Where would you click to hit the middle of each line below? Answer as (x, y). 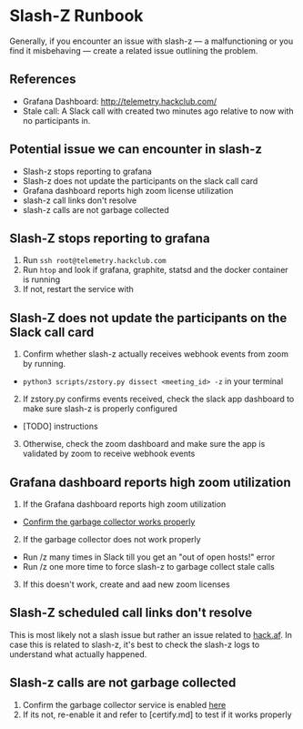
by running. (44, 364)
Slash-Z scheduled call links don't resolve (131, 613)
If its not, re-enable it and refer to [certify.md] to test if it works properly (157, 714)
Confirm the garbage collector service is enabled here (124, 704)
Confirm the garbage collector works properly (109, 521)
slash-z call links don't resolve (80, 200)
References (43, 80)
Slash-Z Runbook (76, 16)
